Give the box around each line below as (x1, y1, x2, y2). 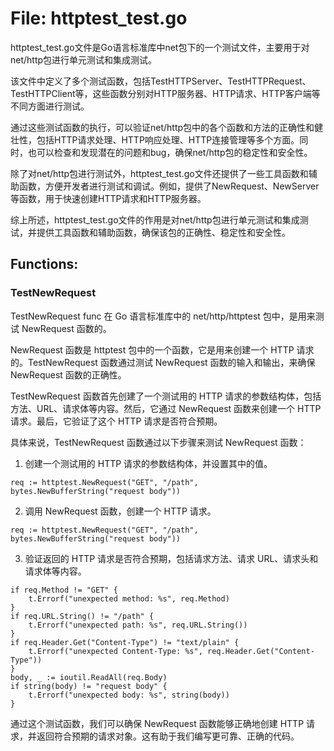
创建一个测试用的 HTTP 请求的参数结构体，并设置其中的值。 (24, 457, 273, 469)
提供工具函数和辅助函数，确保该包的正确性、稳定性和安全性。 (36, 226, 291, 238)
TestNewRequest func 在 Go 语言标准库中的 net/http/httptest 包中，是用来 (10, 310, 316, 322)
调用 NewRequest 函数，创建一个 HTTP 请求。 (24, 505, 217, 517)
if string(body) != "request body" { (10, 681, 168, 691)
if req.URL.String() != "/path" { (10, 611, 155, 621)
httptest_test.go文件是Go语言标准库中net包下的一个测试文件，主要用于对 (10, 41, 310, 53)
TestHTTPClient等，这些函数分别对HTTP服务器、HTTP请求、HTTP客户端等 (10, 87, 321, 99)
